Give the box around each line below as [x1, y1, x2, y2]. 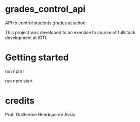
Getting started [5, 52, 69, 63]
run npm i [5, 68, 25, 74]
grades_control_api [5, 3, 86, 15]
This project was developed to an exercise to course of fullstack [5, 29, 136, 35]
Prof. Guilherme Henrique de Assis [5, 111, 75, 117]
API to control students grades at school [5, 20, 87, 26]
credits [5, 95, 35, 107]
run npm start [5, 78, 33, 83]
